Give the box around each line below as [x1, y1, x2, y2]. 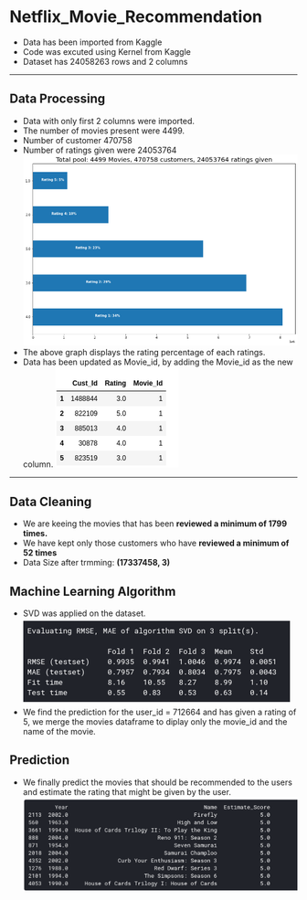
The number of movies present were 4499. [22, 125, 185, 136]
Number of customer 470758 [22, 134, 132, 145]
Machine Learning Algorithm [9, 583, 176, 599]
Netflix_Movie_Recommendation [9, 6, 263, 27]
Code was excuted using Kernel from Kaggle [22, 46, 192, 57]
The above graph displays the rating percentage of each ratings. [22, 347, 266, 358]
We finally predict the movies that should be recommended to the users [22, 777, 292, 788]
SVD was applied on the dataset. [22, 608, 146, 619]
